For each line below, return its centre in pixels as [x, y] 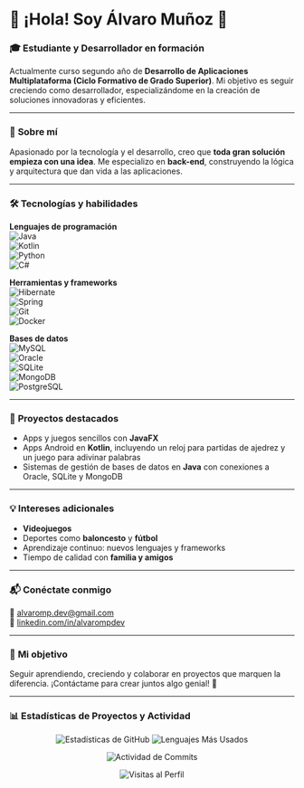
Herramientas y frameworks [63, 283]
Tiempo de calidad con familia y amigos [98, 557]
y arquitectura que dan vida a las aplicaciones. [96, 171]
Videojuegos [47, 528]
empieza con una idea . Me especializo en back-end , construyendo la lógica [152, 161]
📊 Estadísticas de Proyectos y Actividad [100, 717]
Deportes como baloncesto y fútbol [90, 537]
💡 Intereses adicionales [62, 508]
